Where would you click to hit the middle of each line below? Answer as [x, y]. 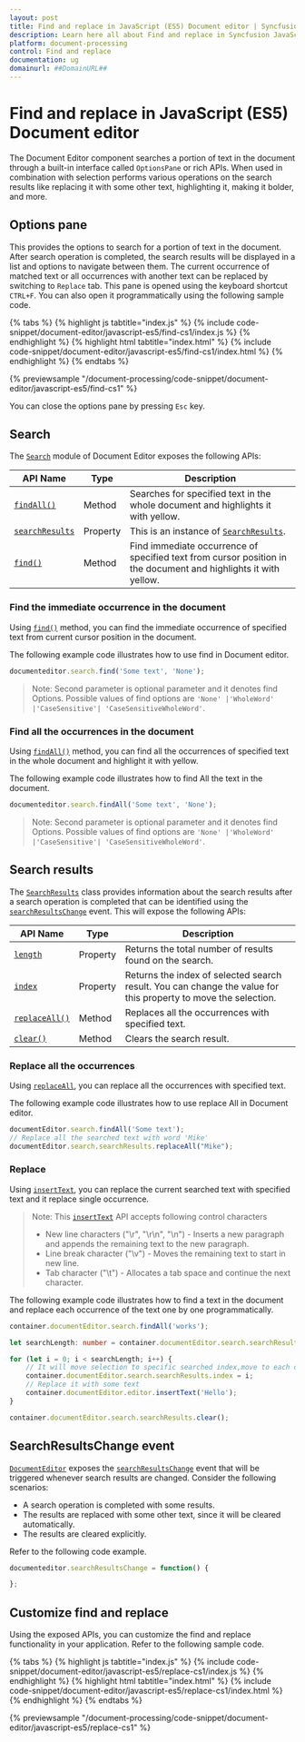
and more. [29, 196]
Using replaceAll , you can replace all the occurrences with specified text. [148, 1085]
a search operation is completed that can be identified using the [129, 901]
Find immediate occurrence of [194, 546]
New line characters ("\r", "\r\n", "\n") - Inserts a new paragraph [165, 1234]
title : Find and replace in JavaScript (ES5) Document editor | [133, 26]
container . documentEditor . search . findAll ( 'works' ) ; [109, 1326]
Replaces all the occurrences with [197, 1012]
